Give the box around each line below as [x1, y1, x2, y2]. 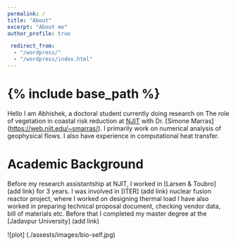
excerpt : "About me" [7, 23, 68, 30]
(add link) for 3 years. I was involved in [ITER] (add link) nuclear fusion [7, 187, 211, 195]
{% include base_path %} [7, 86, 161, 102]
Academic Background [7, 156, 144, 172]
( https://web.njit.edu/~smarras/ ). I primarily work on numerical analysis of [7, 124, 222, 132]
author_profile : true [7, 30, 71, 37]
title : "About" [7, 17, 52, 24]
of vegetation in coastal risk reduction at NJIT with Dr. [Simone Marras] [7, 117, 214, 125]
